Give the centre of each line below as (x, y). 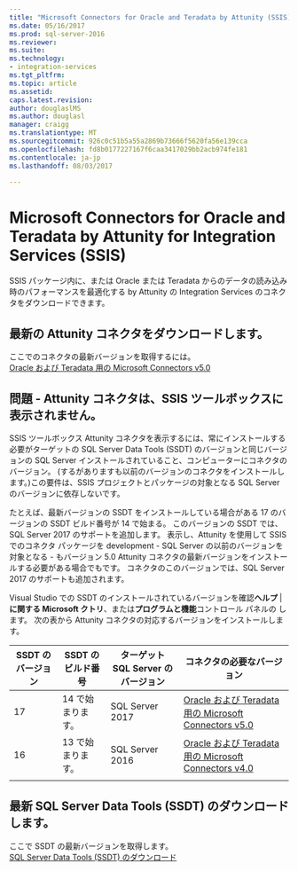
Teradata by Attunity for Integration (143, 236)
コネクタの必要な (220, 662)
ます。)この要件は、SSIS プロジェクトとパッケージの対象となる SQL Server (145, 482)
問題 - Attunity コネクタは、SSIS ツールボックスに (146, 399)
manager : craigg (39, 125)
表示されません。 (56, 415)
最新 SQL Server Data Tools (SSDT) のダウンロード (149, 807)
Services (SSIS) (68, 255)
